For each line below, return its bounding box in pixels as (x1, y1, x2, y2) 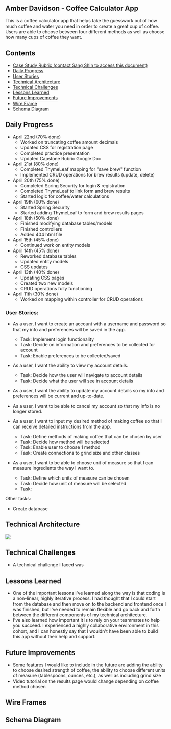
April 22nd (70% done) (12, 134, 61, 140)
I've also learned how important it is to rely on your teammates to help (12, 617, 160, 623)
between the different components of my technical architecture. (12, 612, 148, 618)
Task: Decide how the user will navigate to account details (20, 372, 143, 378)
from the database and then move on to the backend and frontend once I (12, 601, 166, 607)
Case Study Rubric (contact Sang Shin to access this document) (12, 62, 148, 68)
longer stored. (12, 408, 42, 414)
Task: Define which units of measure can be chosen (20, 474, 130, 481)
